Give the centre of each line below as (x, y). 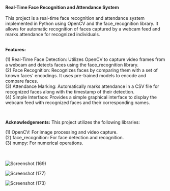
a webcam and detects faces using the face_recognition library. (72, 65)
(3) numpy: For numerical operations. (44, 143)
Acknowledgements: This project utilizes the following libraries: (73, 122)
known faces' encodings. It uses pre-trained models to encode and (76, 75)
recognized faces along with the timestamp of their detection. (70, 92)
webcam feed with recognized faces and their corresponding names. (78, 103)
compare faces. (22, 81)
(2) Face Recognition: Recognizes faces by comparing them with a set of (81, 70)
